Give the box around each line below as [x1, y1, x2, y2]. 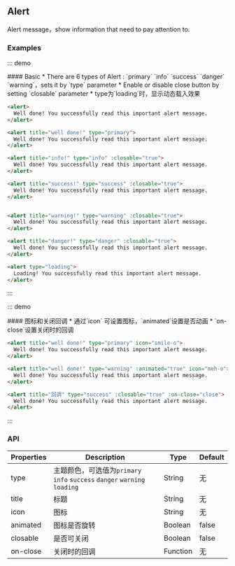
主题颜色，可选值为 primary [53, 465, 142, 475]
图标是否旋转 [53, 521, 96, 530]
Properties [10, 452, 47, 462]
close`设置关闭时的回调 [7, 325, 74, 334]
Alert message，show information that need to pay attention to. [7, 24, 190, 34]
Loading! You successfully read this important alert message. [13, 269, 201, 277]
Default [199, 452, 225, 462]
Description [85, 452, 125, 462]
